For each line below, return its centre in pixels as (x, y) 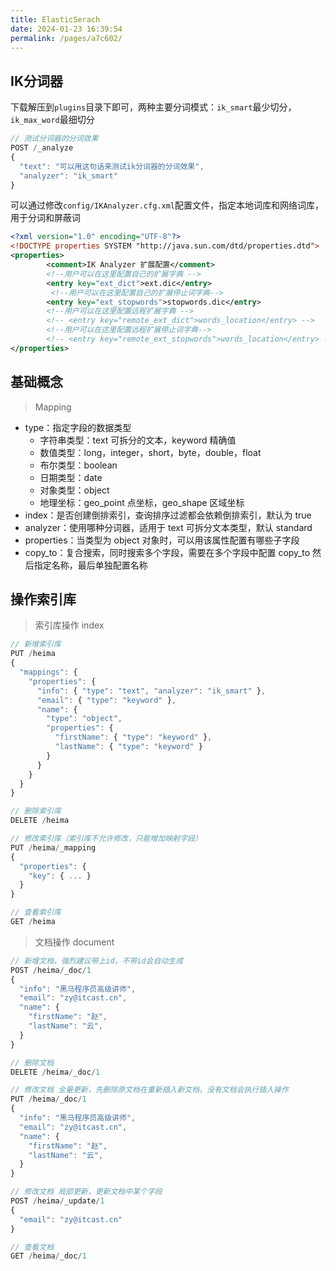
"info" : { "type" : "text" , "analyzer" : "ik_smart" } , (151, 691)
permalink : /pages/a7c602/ (66, 38)
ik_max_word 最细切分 (52, 120)
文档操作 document (74, 942)
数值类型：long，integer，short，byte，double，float (150, 452)
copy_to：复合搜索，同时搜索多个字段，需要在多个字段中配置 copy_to (167, 552)
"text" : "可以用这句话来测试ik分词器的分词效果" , (112, 166)
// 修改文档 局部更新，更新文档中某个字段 (86, 1192)
